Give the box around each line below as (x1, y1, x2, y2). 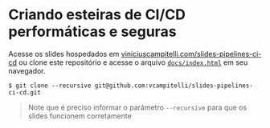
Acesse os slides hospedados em (8, 49, 120, 58)
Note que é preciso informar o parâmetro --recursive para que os (27, 102, 247, 112)
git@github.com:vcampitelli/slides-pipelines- (94, 82, 253, 90)
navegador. (8, 66, 46, 75)
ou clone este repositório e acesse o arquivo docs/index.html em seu (18, 58, 248, 67)
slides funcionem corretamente (27, 110, 133, 121)
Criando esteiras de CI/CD (8, 6, 186, 24)
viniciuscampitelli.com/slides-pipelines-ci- (121, 49, 262, 58)
